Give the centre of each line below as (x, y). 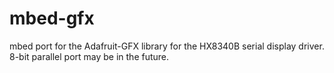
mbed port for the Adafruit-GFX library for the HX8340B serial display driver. (167, 46)
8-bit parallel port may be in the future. (89, 56)
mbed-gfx (52, 18)
